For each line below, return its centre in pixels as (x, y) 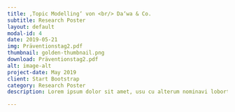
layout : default (31, 27)
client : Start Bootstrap (43, 79)
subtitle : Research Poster (47, 20)
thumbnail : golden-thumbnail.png (56, 53)
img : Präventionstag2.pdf (45, 46)
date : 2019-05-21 (33, 40)
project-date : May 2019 (42, 72)
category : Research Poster (47, 85)
